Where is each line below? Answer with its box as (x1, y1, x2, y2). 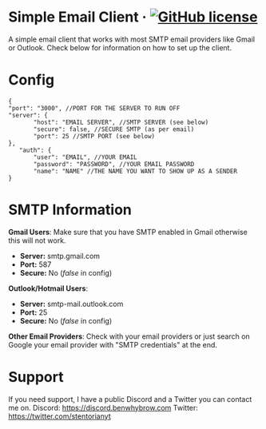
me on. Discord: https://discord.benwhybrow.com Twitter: (8, 403, 198, 412)
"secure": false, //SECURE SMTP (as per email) (33, 125, 195, 133)
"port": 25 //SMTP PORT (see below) (33, 132, 156, 140)
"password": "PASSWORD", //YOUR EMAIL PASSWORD (33, 160, 195, 168)
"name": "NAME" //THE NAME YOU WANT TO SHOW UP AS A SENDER (33, 167, 238, 175)
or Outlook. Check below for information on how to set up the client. (8, 42, 232, 52)
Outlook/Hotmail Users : (8, 284, 89, 293)
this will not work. (8, 236, 66, 245)
